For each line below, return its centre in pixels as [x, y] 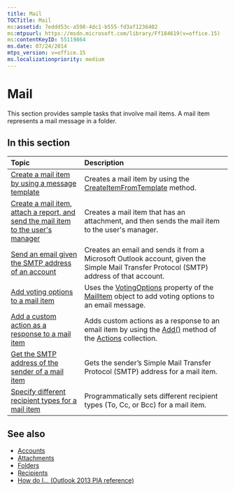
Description [104, 162]
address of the [35, 363]
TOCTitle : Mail [29, 20]
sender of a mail [37, 371]
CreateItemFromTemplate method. [141, 188]
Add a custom [34, 316]
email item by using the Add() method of [150, 329]
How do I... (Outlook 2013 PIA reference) [76, 480]
